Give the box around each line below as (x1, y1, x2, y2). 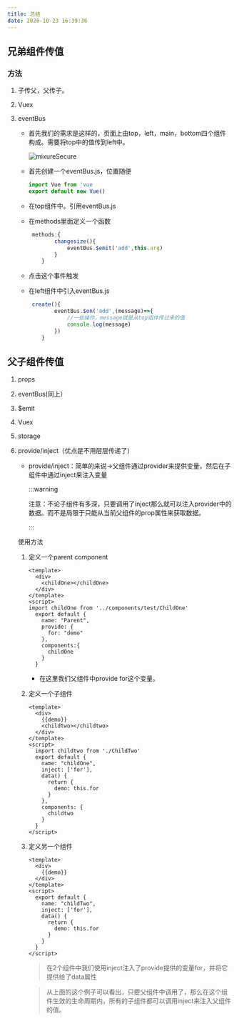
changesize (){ (54, 237, 96, 245)
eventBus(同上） (17, 390, 67, 399)
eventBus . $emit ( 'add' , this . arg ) (66, 244, 163, 251)
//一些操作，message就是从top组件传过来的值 (66, 314, 185, 322)
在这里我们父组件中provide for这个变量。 (39, 674, 159, 683)
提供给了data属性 (46, 972, 98, 981)
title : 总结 (7, 10, 41, 18)
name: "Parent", (41, 617, 90, 624)
